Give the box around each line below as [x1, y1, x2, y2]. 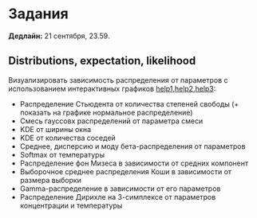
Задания [8, 5, 69, 23]
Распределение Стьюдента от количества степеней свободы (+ [19, 99, 239, 108]
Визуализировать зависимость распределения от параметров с [8, 75, 229, 84]
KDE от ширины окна [19, 124, 92, 134]
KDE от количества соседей [19, 133, 116, 142]
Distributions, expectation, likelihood [8, 54, 196, 68]
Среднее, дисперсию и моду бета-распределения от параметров [19, 141, 246, 151]
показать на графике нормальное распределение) [19, 107, 193, 117]
